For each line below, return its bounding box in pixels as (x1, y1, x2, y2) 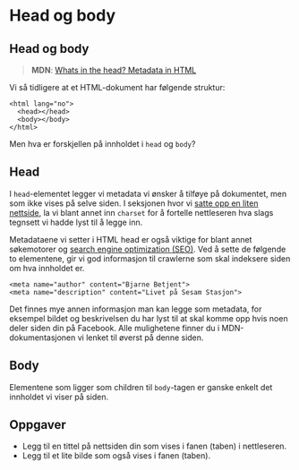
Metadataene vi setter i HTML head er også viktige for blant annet (9, 234, 252, 244)
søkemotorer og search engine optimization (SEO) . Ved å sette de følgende (9, 244, 286, 254)
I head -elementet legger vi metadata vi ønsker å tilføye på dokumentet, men (9, 188, 287, 199)
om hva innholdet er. (9, 262, 85, 273)
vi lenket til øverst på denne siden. (77, 332, 204, 343)
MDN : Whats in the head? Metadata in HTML (30, 64, 197, 75)
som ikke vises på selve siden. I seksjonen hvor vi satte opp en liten (9, 198, 259, 209)
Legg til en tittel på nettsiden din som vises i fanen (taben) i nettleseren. (21, 440, 287, 452)
